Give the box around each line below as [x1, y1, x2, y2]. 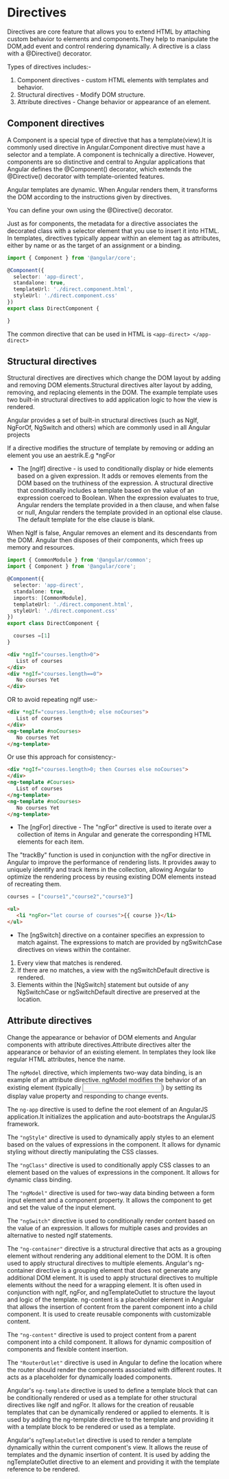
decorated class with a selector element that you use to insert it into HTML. [7, 226, 219, 234]
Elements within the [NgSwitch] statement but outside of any [16, 980, 189, 988]
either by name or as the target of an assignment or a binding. [7, 241, 182, 249]
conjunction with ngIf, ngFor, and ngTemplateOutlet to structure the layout [7, 1288, 216, 1296]
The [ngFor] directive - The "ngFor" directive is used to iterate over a [16, 823, 212, 831]
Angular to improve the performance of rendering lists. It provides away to [7, 858, 217, 866]
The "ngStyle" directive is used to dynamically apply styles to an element [7, 1133, 215, 1141]
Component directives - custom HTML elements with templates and [16, 75, 209, 84]
